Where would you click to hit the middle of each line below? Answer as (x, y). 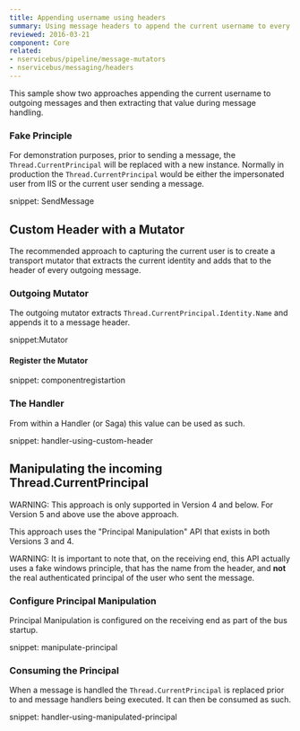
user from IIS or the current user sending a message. (107, 184)
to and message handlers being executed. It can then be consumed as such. (150, 700)
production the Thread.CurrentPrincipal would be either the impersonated (147, 174)
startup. (24, 630)
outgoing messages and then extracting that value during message (133, 102)
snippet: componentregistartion (68, 380)
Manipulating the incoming (86, 469)
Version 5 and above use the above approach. (94, 514)
